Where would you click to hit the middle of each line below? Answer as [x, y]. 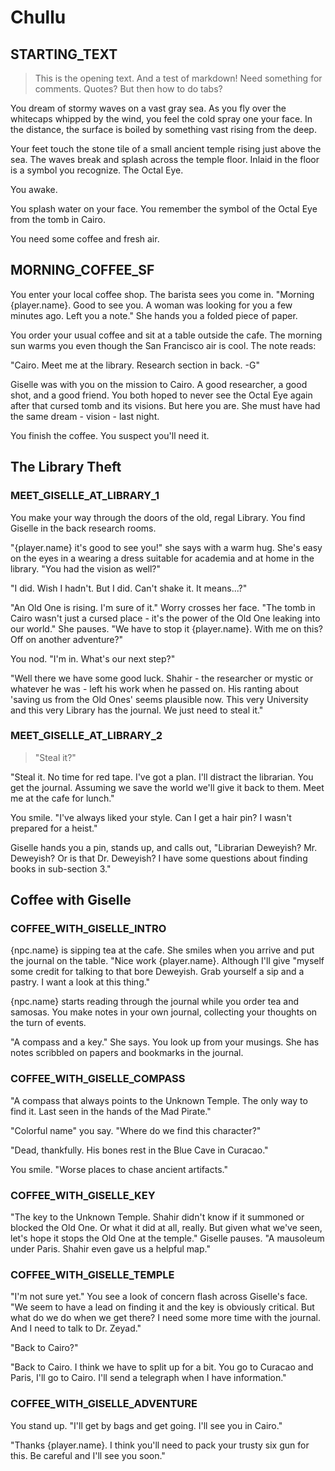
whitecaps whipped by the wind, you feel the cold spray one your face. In [161, 119]
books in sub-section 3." [61, 868]
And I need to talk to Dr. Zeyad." [76, 1328]
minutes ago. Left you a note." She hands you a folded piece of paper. [154, 315]
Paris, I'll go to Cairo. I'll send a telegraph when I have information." [148, 1378]
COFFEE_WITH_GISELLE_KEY [83, 1195]
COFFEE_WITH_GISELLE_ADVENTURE [104, 1404]
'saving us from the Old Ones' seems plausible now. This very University [159, 699]
